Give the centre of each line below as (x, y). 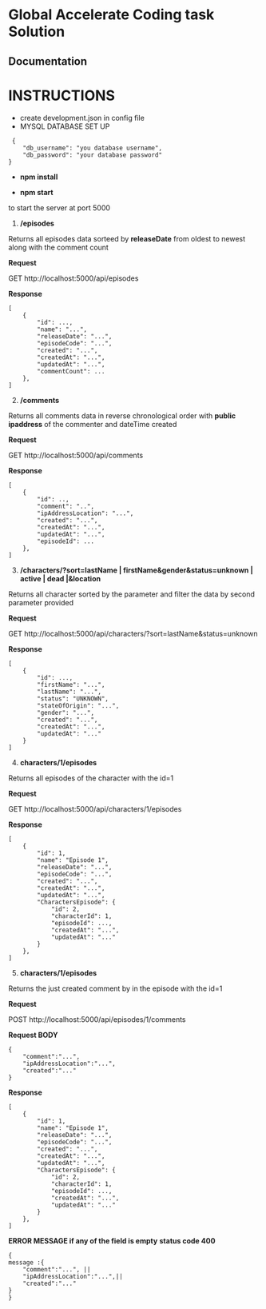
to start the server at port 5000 (59, 208)
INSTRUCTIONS (62, 96)
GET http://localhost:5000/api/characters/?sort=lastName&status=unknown (133, 633)
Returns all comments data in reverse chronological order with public (122, 415)
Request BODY (33, 1035)
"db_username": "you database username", (92, 148)
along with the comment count (59, 247)
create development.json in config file (82, 118)
